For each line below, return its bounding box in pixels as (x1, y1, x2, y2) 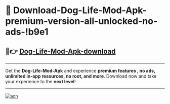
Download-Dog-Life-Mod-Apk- (13, 5, 147, 16)
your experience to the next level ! (5, 79, 76, 84)
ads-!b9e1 (5, 26, 49, 38)
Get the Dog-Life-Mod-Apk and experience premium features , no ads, (5, 68, 155, 74)
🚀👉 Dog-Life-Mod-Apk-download (5, 47, 116, 55)
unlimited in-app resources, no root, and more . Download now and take (5, 73, 157, 79)
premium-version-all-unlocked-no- (5, 15, 158, 27)
